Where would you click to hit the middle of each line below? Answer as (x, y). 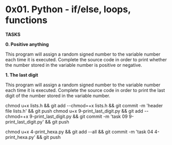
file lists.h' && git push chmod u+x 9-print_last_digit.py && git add (74, 111)
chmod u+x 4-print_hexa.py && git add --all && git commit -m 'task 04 (79, 132)
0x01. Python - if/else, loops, (68, 9)
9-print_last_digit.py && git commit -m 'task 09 (79, 116)
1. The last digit (22, 75)
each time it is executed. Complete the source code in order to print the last (85, 90)
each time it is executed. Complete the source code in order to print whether (86, 59)
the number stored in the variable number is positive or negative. (74, 65)
